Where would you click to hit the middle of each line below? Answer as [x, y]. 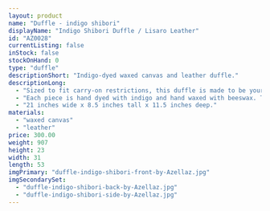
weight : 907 [28, 142]
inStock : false [34, 53]
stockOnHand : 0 [34, 61]
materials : [27, 113]
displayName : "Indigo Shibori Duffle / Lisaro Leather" [104, 30]
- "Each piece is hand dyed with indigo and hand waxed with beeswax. [136, 98]
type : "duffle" [34, 68]
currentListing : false [46, 46]
